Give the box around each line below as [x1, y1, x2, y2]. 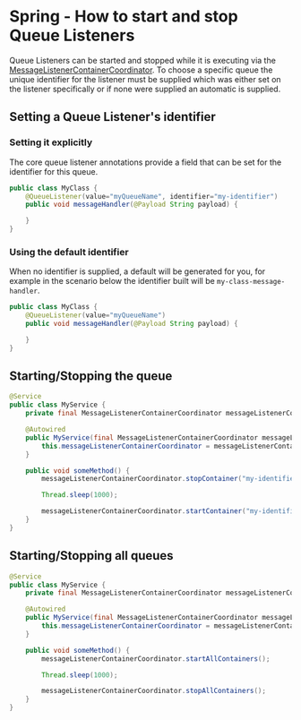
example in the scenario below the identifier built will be [9, 276, 215, 287]
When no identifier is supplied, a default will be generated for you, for [9, 266, 266, 277]
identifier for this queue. [9, 166, 99, 176]
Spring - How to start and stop [9, 6, 239, 27]
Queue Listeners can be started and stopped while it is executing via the [9, 55, 276, 65]
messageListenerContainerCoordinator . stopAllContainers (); [41, 687, 267, 696]
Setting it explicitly [9, 136, 93, 149]
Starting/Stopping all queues [9, 548, 174, 563]
